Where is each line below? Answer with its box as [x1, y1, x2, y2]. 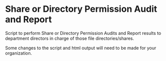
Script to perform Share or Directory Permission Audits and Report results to [5, 30, 162, 36]
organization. [5, 50, 32, 56]
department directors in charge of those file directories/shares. [5, 35, 134, 41]
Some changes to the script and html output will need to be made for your [5, 45, 157, 51]
